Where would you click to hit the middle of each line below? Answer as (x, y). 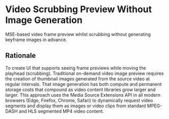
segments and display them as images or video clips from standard (76, 106)
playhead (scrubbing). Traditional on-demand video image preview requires (84, 73)
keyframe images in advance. (36, 40)
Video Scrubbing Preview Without (79, 9)
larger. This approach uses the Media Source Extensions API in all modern (83, 95)
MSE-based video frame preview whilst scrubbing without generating (78, 34)
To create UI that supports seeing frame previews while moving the (76, 68)
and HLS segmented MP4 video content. (61, 111)
